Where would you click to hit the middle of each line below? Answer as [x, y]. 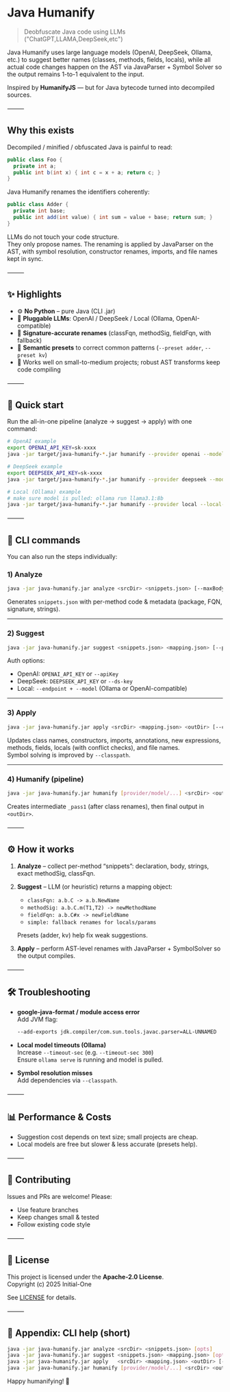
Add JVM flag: [37, 1019]
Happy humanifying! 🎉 [38, 1381]
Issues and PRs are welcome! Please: [60, 1196]
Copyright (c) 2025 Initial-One [50, 1284]
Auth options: [26, 661]
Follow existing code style [54, 1224]
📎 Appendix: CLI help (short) [69, 1333]
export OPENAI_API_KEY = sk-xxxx [52, 448]
